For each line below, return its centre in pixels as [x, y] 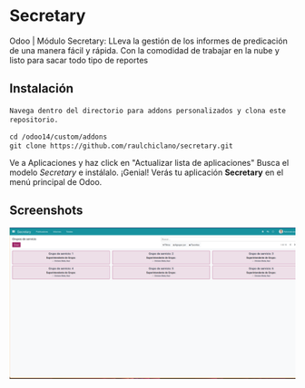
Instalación [42, 88]
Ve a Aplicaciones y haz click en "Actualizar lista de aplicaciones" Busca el [149, 162]
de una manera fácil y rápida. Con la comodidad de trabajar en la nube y [144, 50]
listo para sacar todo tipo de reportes [79, 60]
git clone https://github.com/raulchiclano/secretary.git [121, 146]
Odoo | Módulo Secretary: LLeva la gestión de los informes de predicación [148, 41]
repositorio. [34, 120]
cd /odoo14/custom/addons [58, 137]
